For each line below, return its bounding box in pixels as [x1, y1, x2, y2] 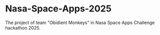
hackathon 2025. [5, 24, 41, 30]
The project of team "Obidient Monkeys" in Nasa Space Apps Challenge [5, 19, 155, 25]
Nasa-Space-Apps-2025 [5, 3, 112, 14]
